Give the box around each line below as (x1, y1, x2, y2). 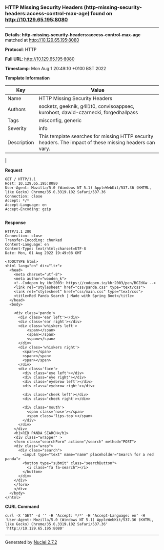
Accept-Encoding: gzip (5, 207, 51, 212)
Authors (7, 106, 26, 113)
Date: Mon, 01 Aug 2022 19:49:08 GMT (5, 250, 82, 256)
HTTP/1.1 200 (5, 229, 32, 234)
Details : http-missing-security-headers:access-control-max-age (5, 32, 141, 38)
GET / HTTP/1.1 (5, 177, 36, 182)
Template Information (5, 75, 50, 81)
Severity (7, 125, 27, 132)
